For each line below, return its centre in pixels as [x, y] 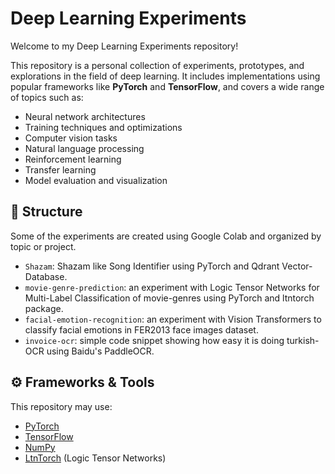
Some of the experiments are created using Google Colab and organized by [166, 236]
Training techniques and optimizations [103, 127]
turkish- [303, 340]
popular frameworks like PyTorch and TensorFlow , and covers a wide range [167, 86]
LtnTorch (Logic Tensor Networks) [95, 458]
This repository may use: [61, 406]
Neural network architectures [85, 116]
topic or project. [43, 246]
